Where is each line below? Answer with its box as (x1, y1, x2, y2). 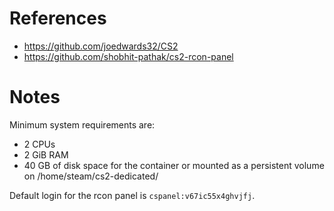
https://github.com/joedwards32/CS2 (23, 40, 179, 52)
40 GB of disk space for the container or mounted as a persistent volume (23, 159, 325, 171)
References (9, 7, 107, 30)
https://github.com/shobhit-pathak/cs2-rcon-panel (23, 50, 234, 62)
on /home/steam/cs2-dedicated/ (23, 170, 159, 182)
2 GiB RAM (23, 148, 69, 161)
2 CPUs (23, 138, 56, 150)
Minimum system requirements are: (9, 118, 156, 131)
